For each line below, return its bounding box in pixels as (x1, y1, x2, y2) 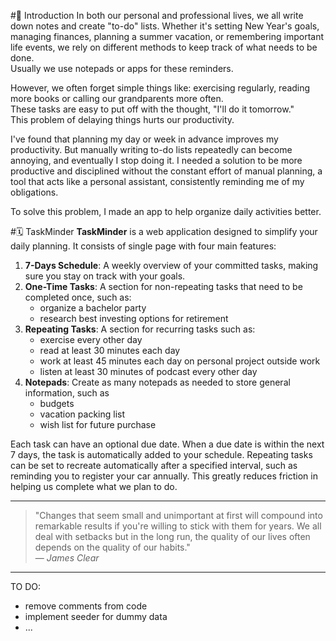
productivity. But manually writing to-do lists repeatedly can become (10, 144, 293, 155)
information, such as (24, 387, 110, 399)
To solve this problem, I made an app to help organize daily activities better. (10, 206, 322, 217)
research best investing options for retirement (39, 313, 229, 324)
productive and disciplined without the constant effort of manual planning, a (10, 165, 323, 177)
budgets (39, 398, 75, 409)
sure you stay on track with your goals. (24, 270, 186, 282)
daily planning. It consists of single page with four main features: (10, 240, 277, 252)
